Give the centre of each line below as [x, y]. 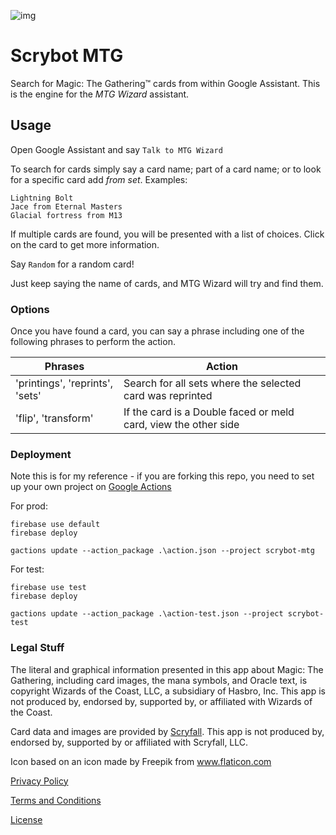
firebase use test [48, 588]
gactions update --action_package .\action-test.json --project [147, 614]
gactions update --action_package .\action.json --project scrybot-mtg [162, 551]
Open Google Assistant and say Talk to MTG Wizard [116, 149]
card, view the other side [181, 425]
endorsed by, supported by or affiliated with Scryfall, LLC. [129, 742]
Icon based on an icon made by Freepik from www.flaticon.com [141, 761]
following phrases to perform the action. [93, 342]
